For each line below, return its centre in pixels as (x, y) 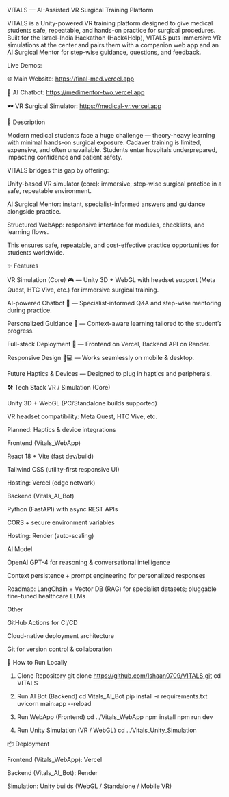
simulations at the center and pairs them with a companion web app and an (113, 45)
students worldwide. (36, 252)
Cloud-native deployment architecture (61, 636)
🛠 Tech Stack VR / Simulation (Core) (59, 387)
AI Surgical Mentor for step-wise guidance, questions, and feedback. (104, 52)
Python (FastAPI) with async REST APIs (63, 509)
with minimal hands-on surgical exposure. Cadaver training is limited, (104, 142)
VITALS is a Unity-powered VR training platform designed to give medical (110, 23)
